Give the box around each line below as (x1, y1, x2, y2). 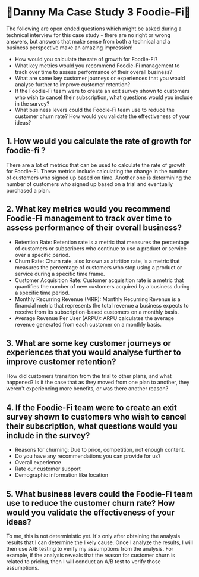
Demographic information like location (14, 471, 109, 479)
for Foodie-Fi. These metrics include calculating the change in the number (6, 167, 188, 175)
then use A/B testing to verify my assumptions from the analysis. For (6, 545, 174, 552)
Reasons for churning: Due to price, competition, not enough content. (14, 446, 185, 454)
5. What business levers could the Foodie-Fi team (6, 489, 194, 499)
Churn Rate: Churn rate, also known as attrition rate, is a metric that (14, 258, 180, 265)
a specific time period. (14, 289, 70, 296)
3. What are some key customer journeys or (6, 338, 171, 348)
